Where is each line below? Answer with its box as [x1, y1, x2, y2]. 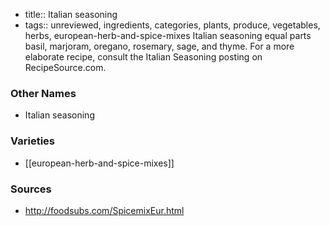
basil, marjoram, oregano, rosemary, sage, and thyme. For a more [24, 40, 295, 52]
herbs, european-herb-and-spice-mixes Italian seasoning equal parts [24, 30, 312, 41]
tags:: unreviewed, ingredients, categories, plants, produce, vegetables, [24, 19, 321, 31]
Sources [10, 182, 52, 196]
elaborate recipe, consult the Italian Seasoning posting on [24, 51, 263, 63]
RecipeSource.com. [24, 62, 107, 73]
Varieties [10, 134, 55, 148]
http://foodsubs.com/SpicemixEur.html [24, 204, 185, 216]
